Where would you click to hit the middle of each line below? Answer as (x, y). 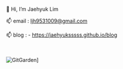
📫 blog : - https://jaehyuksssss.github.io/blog (62, 35)
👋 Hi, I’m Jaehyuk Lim (32, 9)
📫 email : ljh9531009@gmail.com (47, 21)
